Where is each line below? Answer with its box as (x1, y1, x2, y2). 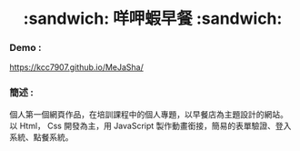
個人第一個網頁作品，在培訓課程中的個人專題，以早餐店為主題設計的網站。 (9, 108, 288, 119)
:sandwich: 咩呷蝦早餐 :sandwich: (23, 8, 283, 29)
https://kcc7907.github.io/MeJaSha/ (9, 62, 144, 73)
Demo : (9, 42, 42, 55)
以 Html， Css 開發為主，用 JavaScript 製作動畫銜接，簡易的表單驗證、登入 (9, 120, 292, 131)
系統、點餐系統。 (9, 131, 74, 142)
